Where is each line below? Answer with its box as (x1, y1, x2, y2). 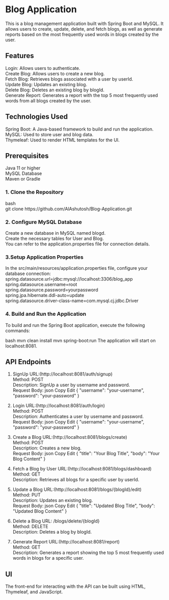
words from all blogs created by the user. (5, 97, 92, 104)
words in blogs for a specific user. (12, 555, 84, 561)
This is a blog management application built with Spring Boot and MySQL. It (5, 20, 164, 27)
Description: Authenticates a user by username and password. (12, 413, 144, 419)
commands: (5, 328, 31, 334)
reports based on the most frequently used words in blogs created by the (5, 31, 159, 37)
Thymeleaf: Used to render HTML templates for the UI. (5, 137, 120, 143)
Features (5, 52, 34, 60)
